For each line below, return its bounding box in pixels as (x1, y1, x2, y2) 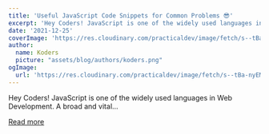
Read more (8, 116, 45, 126)
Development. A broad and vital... (8, 101, 118, 111)
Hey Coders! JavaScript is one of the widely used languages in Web (8, 93, 233, 102)
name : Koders (15, 49, 59, 57)
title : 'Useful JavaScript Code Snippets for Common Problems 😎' (8, 11, 234, 20)
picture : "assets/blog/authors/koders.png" (15, 57, 163, 65)
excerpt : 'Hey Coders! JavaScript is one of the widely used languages (8, 19, 252, 27)
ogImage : (8, 64, 38, 72)
